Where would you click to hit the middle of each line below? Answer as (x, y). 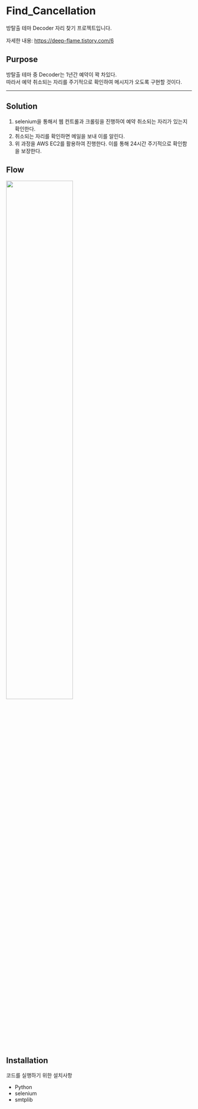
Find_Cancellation (51, 11)
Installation (27, 1060)
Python (23, 1087)
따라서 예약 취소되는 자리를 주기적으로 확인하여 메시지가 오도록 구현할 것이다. (94, 82)
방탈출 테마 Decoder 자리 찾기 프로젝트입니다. (59, 28)
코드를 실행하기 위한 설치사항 (39, 1075)
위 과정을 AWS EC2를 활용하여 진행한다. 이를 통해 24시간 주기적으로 (93, 144)
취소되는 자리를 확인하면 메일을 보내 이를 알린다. (70, 136)
